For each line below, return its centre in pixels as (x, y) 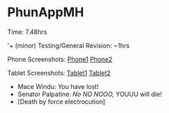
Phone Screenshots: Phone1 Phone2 (60, 59)
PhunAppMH (46, 12)
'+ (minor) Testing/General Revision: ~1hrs (69, 45)
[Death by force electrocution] (61, 101)
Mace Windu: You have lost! (58, 86)
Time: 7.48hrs (27, 32)
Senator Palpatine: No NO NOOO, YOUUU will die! (90, 94)
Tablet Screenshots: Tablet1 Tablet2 (59, 73)
